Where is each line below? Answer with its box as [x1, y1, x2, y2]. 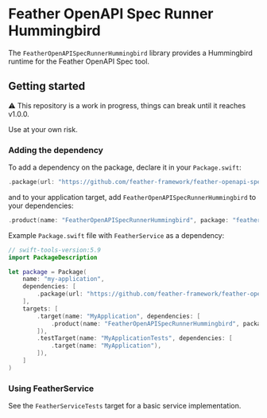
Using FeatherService [8, 383, 95, 394]
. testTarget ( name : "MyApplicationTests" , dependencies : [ [37, 334, 233, 342]
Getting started [8, 80, 86, 93]
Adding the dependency [8, 144, 103, 155]
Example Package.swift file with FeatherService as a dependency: [8, 230, 225, 240]
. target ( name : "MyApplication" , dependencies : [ [37, 312, 201, 320]
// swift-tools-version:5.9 [8, 246, 102, 254]
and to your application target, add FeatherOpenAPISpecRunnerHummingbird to [8, 192, 257, 201]
